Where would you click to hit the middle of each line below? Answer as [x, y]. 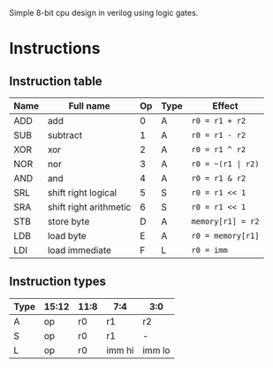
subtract [64, 135]
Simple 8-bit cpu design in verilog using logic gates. [104, 13]
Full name [89, 106]
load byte [67, 236]
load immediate [80, 250]
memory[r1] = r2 [225, 222]
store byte [68, 222]
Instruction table [56, 81]
